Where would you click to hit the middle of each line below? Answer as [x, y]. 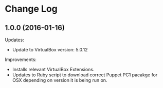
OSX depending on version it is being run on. [60, 80]
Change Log [31, 9]
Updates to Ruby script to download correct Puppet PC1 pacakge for [85, 75]
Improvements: [21, 60]
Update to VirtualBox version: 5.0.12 [50, 50]
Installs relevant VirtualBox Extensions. [53, 69]
